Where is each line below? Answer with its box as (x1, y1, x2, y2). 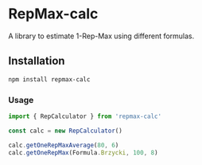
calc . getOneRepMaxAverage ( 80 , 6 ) (8, 141, 119, 149)
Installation (8, 54, 65, 68)
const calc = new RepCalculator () (8, 127, 123, 135)
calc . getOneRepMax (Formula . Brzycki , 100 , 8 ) (8, 148, 158, 156)
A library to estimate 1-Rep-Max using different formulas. (8, 31, 195, 41)
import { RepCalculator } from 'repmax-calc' (8, 112, 161, 120)
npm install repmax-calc (8, 75, 91, 84)
